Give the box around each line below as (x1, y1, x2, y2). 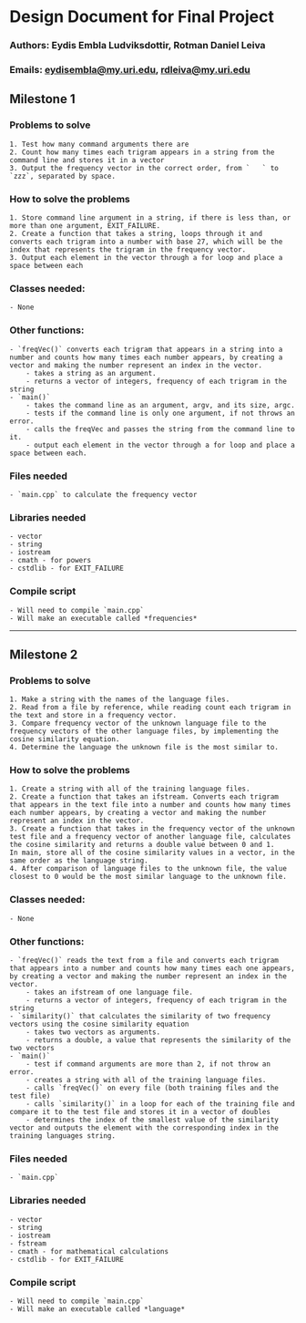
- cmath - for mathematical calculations (9, 1246, 169, 1256)
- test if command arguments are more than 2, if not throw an (25, 1059, 271, 1069)
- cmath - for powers (9, 556, 92, 565)
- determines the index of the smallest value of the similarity (25, 1115, 280, 1125)
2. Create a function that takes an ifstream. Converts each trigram (9, 792, 280, 801)
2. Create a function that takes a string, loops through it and (9, 230, 262, 239)
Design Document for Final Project (9, 6, 275, 27)
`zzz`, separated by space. (9, 171, 117, 181)
